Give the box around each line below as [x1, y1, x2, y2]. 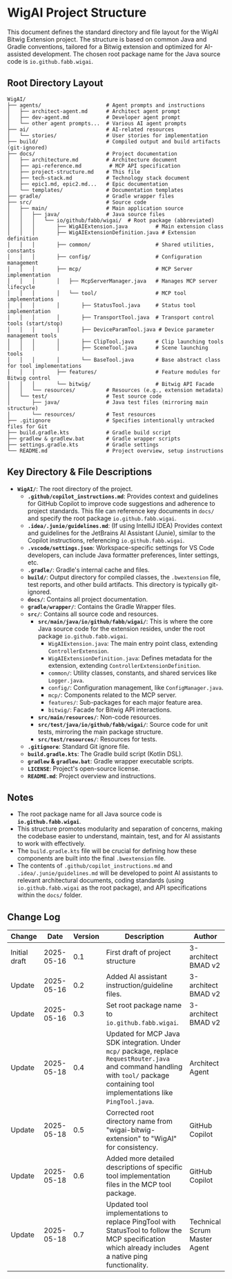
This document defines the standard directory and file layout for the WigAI [7, 28, 219, 36]
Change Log [7, 911, 61, 923]
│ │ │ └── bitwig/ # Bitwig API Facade [7, 380, 215, 387]
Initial [10, 948, 28, 958]
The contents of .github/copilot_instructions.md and [17, 861, 173, 870]
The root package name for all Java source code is [17, 810, 162, 818]
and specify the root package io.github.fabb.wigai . [27, 514, 177, 522]
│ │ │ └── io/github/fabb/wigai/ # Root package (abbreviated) [7, 217, 215, 224]
